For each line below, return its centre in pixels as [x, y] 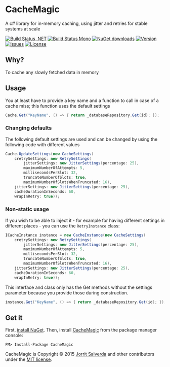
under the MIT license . [29, 359]
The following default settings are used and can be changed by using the [81, 139]
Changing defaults [29, 128]
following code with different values [42, 144]
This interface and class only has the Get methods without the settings [79, 287]
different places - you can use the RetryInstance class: [62, 226]
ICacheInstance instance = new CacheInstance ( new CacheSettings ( [75, 235]
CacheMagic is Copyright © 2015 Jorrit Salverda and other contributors [80, 354]
